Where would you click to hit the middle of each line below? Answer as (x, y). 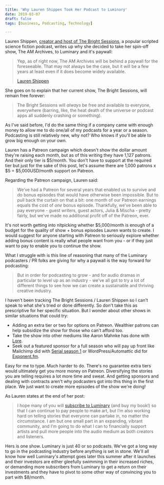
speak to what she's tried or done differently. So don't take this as (71, 305)
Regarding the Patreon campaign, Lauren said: (52, 180)
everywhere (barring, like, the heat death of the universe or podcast (85, 110)
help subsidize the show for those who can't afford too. (68, 331)
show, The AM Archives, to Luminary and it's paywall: (59, 52)
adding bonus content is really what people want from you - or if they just (79, 241)
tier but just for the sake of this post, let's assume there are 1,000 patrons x (81, 166)
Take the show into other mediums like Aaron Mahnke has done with (81, 336)
